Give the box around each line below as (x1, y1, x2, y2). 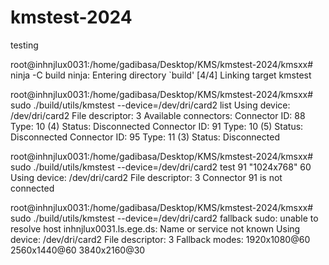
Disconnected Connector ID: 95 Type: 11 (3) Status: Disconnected (10, 131, 280, 143)
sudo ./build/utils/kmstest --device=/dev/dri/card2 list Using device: (10, 99, 291, 111)
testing (10, 39, 39, 51)
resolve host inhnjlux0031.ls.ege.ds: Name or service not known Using (10, 222, 301, 235)
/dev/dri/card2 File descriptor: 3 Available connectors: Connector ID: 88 (10, 109, 306, 121)
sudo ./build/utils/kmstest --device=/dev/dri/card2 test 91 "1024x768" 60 (10, 161, 312, 173)
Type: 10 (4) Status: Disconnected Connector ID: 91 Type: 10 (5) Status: (10, 120, 304, 132)
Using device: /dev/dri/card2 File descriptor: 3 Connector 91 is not (10, 171, 283, 183)
